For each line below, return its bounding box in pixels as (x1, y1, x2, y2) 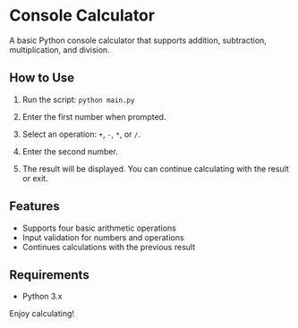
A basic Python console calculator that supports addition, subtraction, (9, 35, 267, 46)
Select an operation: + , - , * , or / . (21, 129, 141, 139)
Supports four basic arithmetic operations (21, 223, 176, 233)
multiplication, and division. (9, 44, 110, 55)
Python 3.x (21, 291, 63, 302)
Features (9, 198, 60, 214)
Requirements (9, 267, 89, 282)
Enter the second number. (21, 146, 118, 156)
